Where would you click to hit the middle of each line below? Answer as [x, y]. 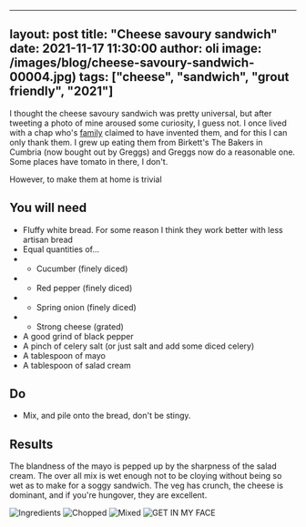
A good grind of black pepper [78, 336]
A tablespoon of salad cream [76, 365]
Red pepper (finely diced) [84, 288]
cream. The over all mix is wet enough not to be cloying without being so [146, 476]
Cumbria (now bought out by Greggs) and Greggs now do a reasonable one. [153, 152]
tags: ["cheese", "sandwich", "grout [184, 77]
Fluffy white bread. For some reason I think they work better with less [153, 229]
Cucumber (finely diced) [82, 269]
